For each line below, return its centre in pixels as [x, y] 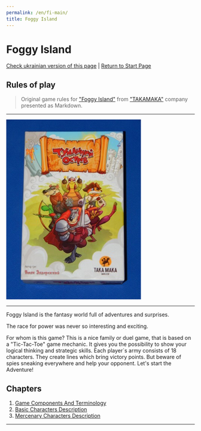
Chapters [24, 389]
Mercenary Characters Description [57, 416]
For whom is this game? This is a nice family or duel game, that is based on [99, 338]
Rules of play [31, 85]
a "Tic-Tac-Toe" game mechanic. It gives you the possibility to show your [96, 344]
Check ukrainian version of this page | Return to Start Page [79, 66]
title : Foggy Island [32, 19]
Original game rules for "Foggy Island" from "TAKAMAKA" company [104, 100]
